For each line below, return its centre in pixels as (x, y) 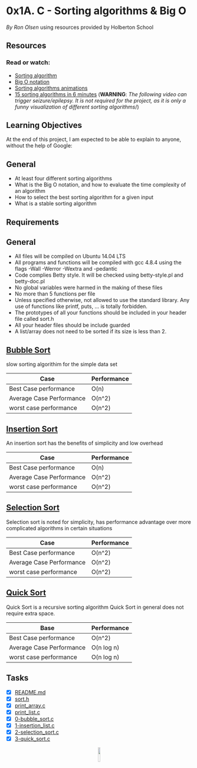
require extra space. (31, 613)
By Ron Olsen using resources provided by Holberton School (80, 27)
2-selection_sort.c (37, 732)
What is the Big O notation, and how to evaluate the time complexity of (100, 185)
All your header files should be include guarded (72, 325)
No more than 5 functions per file (55, 294)
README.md (30, 692)
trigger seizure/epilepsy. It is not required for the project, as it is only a (100, 100)
